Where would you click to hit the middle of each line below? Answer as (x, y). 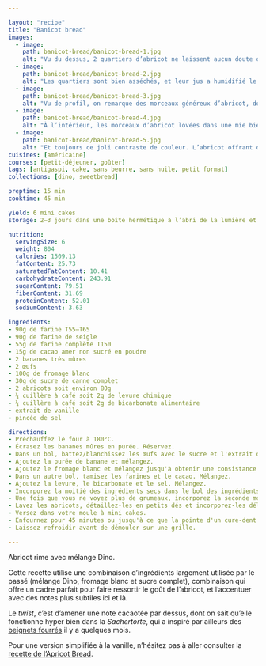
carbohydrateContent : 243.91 (63, 278)
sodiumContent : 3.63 (49, 308)
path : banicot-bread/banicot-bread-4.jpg (91, 118)
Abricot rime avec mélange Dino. (62, 557)
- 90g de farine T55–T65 (49, 330)
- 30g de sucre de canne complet (63, 381)
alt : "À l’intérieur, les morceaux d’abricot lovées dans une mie (134, 126)
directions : (28, 432)
